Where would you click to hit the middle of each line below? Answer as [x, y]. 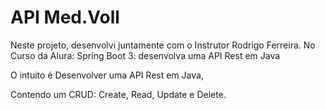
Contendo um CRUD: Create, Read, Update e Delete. [118, 94]
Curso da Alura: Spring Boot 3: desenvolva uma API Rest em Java [145, 55]
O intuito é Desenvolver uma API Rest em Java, [107, 75]
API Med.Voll [65, 17]
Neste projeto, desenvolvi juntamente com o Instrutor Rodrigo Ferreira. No [163, 45]
